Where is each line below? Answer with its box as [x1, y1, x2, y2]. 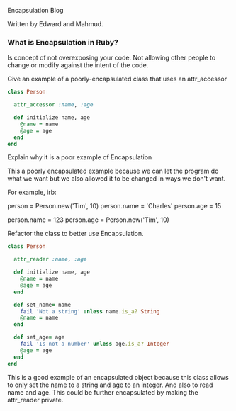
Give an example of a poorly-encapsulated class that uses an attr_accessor [7, 74, 227, 84]
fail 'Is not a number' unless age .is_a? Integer [20, 340, 170, 348]
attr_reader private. [7, 395, 64, 404]
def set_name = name [13, 301, 72, 308]
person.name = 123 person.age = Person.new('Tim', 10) [7, 215, 170, 224]
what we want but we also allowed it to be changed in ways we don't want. [7, 174, 226, 183]
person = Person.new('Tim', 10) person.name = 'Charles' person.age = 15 [7, 202, 222, 210]
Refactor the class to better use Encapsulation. [7, 230, 144, 238]
